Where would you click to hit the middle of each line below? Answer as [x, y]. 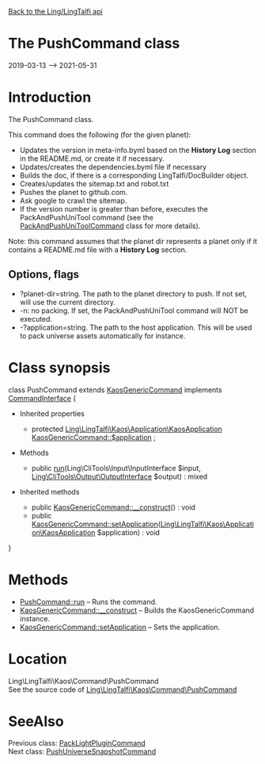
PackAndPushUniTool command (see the [87, 217]
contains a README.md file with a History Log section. [98, 250]
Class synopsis [59, 367]
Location [38, 659]
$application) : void [129, 532]
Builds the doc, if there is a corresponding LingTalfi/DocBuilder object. [134, 175]
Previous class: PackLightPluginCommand [77, 743]
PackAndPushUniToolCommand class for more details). [110, 226]
